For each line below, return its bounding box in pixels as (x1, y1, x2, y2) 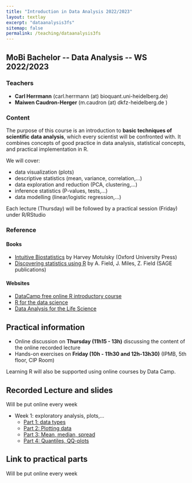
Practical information (6, 322, 85, 332)
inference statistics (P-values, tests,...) (14, 187, 108, 194)
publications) (14, 266, 47, 273)
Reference (6, 226, 36, 234)
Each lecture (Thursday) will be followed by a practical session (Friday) (6, 205, 178, 212)
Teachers (6, 79, 34, 87)
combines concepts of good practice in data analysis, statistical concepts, (6, 140, 186, 147)
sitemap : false (6, 25, 43, 31)
